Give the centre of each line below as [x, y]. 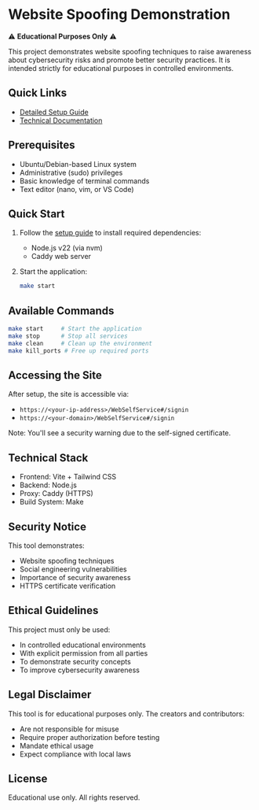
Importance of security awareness [75, 577]
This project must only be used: [59, 629]
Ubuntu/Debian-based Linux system [78, 164]
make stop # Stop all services [68, 336]
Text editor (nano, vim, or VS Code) [77, 189]
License [28, 779]
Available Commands [61, 311]
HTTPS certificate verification [67, 586]
